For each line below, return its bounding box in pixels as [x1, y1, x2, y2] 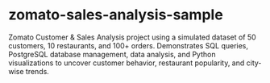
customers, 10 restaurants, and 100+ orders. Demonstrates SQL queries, [8, 40, 248, 50]
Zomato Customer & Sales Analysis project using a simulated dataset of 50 [8, 32, 256, 42]
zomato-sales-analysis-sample [8, 6, 223, 24]
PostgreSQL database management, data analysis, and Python [8, 49, 216, 59]
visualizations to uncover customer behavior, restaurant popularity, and [8, 58, 245, 68]
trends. [25, 66, 50, 76]
